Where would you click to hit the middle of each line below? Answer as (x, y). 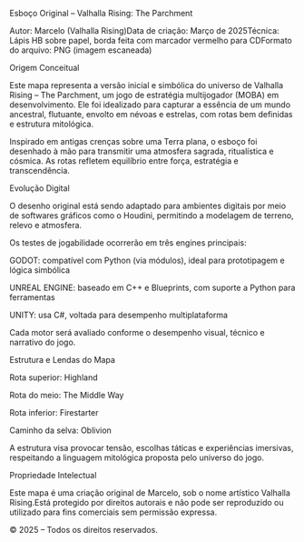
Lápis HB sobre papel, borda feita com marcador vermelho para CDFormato (151, 40)
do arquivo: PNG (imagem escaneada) (81, 50)
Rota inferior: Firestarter (54, 412)
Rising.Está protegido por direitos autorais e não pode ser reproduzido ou (147, 502)
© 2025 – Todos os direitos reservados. (84, 530)
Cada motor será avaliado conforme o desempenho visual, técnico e (137, 332)
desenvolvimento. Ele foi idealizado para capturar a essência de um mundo (150, 105)
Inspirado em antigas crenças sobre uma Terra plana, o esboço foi (133, 141)
